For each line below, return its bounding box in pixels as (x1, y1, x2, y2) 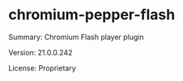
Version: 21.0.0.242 (8, 47, 73, 57)
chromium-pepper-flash (8, 6, 176, 24)
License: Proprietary (8, 63, 77, 73)
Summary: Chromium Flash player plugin (8, 32, 144, 42)
